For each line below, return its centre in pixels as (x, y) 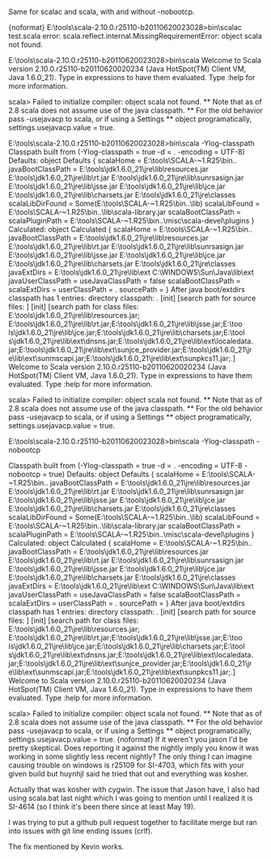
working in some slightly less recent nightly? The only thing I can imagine (130, 757)
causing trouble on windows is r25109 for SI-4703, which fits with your (126, 765)
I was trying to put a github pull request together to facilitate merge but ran (133, 822)
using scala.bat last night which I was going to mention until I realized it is (131, 798)
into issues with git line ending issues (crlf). (80, 831)
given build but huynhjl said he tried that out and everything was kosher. (129, 774)
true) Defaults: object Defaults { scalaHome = (125, 474)
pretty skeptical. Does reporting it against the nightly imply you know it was (134, 748)
